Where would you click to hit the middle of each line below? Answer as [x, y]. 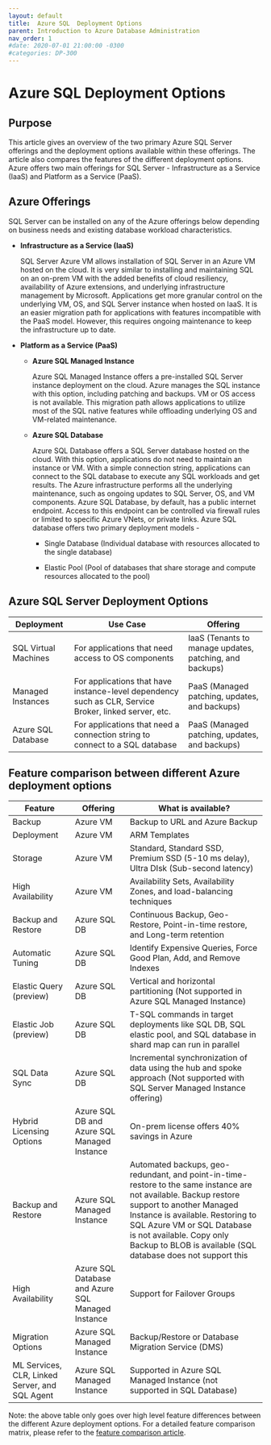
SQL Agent [33, 1396]
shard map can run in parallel [185, 1045]
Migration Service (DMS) [177, 1347]
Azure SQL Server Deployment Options [108, 602]
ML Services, [37, 1365]
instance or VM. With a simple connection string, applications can [141, 468]
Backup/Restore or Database [184, 1337]
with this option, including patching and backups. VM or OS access [144, 394]
